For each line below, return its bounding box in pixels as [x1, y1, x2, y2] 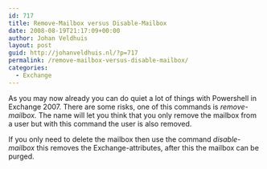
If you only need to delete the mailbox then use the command [8, 134, 212, 144]
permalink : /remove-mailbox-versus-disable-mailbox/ [8, 57, 189, 65]
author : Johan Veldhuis [8, 34, 88, 42]
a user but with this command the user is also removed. [8, 119, 192, 128]
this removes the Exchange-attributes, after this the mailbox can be [35, 143, 260, 152]
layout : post [8, 42, 52, 50]
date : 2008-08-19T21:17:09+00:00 [8, 26, 121, 34]
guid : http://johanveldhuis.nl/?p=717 [8, 49, 138, 57]
